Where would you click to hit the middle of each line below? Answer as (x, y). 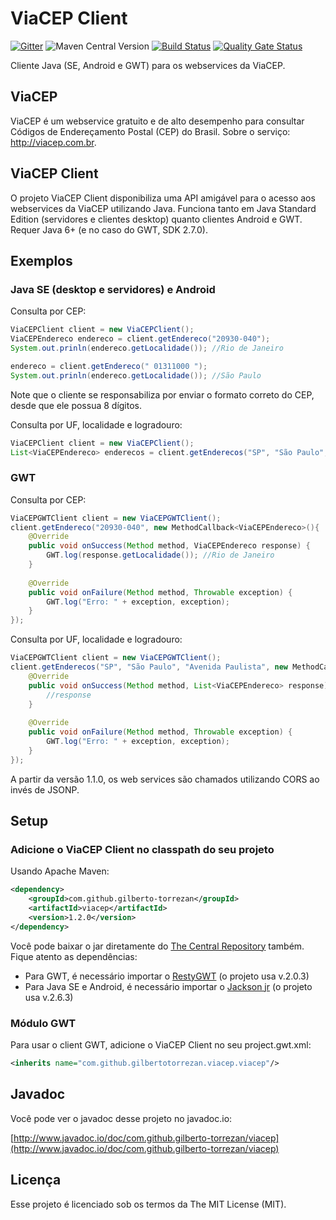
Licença (36, 1180)
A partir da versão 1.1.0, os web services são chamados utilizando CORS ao (165, 779)
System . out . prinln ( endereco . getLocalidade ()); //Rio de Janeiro (147, 348)
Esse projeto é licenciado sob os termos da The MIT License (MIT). (148, 1204)
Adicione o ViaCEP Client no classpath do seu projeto (142, 849)
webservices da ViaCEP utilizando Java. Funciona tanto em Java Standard (163, 208)
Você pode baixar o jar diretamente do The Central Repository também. (157, 946)
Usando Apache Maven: (60, 871)
